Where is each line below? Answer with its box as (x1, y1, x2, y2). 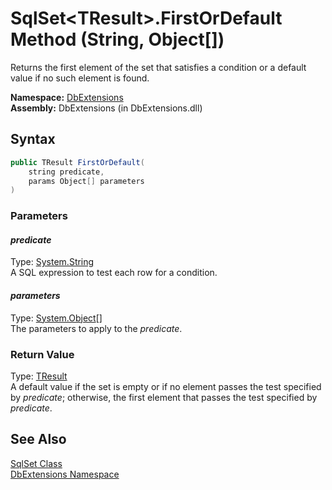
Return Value (10, 347, 75, 361)
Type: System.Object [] (10, 312, 103, 324)
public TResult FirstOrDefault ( (10, 157, 145, 167)
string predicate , (28, 167, 105, 177)
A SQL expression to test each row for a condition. (10, 267, 218, 279)
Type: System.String (10, 256, 95, 268)
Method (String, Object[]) (10, 28, 225, 51)
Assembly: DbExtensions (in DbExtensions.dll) (10, 102, 203, 114)
